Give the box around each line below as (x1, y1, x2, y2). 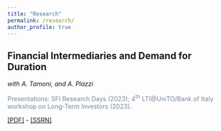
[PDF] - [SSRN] (7, 115, 52, 124)
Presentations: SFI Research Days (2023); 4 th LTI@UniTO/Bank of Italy (7, 93, 214, 103)
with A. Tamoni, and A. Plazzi (7, 79, 94, 89)
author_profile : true (7, 23, 72, 30)
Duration (7, 61, 48, 73)
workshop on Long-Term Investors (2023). (7, 102, 132, 110)
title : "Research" (7, 10, 62, 18)
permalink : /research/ (7, 17, 75, 24)
